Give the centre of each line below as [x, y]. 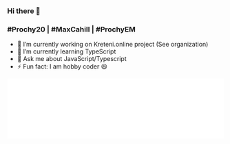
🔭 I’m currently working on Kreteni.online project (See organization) [113, 45]
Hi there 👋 [24, 11]
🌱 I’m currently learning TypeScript [66, 51]
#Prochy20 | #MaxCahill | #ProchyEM [71, 29]
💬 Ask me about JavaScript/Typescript [72, 59]
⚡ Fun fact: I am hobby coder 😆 [62, 67]
